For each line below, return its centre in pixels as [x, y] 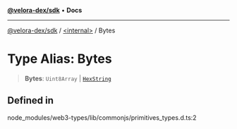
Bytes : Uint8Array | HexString [68, 78]
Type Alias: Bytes [60, 59]
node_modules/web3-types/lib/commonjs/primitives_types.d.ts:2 [102, 117]
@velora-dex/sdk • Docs [45, 10]
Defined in [31, 100]
